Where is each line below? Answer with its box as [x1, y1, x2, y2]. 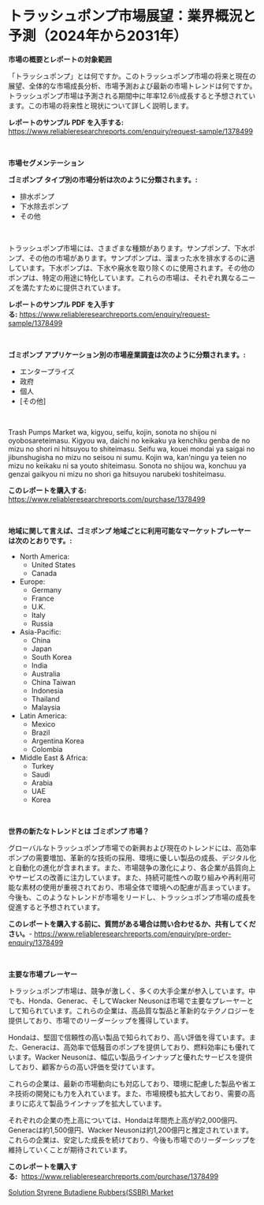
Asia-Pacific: [19, 627, 61, 636]
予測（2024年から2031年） [8, 27, 188, 45]
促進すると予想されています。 [8, 902, 105, 911]
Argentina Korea [31, 735, 84, 746]
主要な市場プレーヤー [8, 969, 77, 979]
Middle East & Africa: [19, 753, 88, 762]
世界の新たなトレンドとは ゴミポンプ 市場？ [8, 826, 150, 836]
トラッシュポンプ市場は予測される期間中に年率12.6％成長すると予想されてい [8, 91, 256, 100]
